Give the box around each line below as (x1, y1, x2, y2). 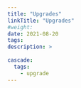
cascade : (7, 57, 33, 64)
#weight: (7, 23, 33, 31)
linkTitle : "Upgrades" (7, 17, 75, 24)
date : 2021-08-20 (7, 30, 59, 38)
